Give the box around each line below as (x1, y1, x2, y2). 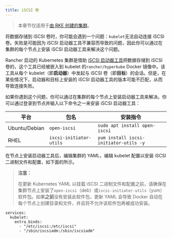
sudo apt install (97, 122, 140, 129)
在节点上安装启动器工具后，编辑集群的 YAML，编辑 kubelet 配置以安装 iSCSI (5, 152, 166, 158)
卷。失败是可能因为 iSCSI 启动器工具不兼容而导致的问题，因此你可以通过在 (5, 40, 163, 46)
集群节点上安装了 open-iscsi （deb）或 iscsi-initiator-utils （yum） (17, 187, 165, 193)
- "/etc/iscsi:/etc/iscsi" (18, 224, 77, 229)
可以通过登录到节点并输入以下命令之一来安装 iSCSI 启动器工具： (5, 100, 141, 106)
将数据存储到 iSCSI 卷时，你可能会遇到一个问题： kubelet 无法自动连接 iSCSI (5, 33, 165, 39)
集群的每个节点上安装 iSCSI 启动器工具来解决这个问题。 (5, 46, 123, 52)
